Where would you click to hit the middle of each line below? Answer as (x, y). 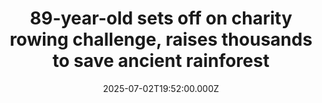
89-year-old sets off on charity (161, 18)
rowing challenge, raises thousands (161, 39)
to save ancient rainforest (161, 61)
